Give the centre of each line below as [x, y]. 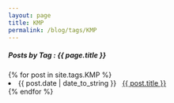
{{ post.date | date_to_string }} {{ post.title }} [93, 83]
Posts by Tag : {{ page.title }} [57, 55]
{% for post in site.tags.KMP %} [60, 75]
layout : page [30, 15]
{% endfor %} [31, 92]
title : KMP [26, 23]
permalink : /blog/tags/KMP [53, 30]
